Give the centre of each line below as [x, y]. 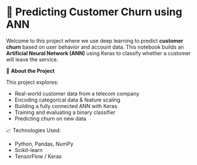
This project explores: [32, 82]
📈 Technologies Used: [33, 130]
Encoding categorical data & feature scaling [67, 100]
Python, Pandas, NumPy [44, 144]
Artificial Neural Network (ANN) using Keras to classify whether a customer [98, 53]
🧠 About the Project [30, 70]
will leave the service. [32, 59]
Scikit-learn [28, 150]
